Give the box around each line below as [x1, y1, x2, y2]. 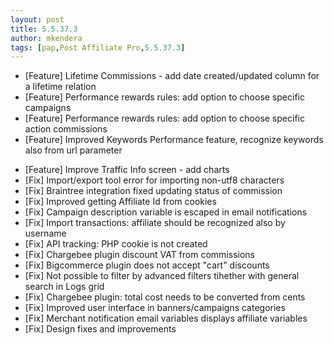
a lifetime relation [24, 81, 97, 93]
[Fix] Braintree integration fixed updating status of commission [24, 185, 283, 197]
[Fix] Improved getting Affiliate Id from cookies [24, 196, 217, 208]
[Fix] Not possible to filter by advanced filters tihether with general [24, 270, 300, 282]
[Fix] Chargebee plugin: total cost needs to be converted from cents [24, 291, 306, 303]
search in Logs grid [24, 281, 105, 293]
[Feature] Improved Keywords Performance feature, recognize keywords [24, 134, 324, 146]
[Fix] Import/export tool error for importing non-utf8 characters [24, 174, 285, 186]
